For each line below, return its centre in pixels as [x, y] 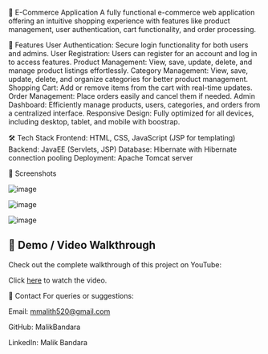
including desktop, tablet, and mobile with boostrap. [94, 122]
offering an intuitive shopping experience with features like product [119, 21]
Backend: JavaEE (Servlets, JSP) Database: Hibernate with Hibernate [123, 149]
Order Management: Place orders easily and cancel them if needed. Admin [132, 96]
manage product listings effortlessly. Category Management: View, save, [128, 71]
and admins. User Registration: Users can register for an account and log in [133, 53]
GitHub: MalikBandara [45, 327]
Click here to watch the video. [58, 280]
